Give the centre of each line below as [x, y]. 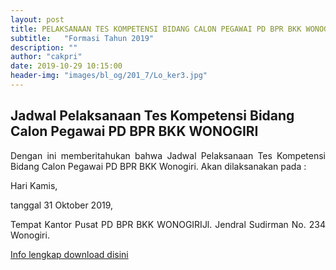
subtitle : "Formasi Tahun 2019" [82, 38]
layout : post [37, 19]
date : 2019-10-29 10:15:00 [66, 66]
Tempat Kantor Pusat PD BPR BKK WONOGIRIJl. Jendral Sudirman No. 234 [168, 224]
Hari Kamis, [34, 185]
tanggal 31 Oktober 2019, [62, 205]
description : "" [44, 47]
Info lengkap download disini [69, 254]
